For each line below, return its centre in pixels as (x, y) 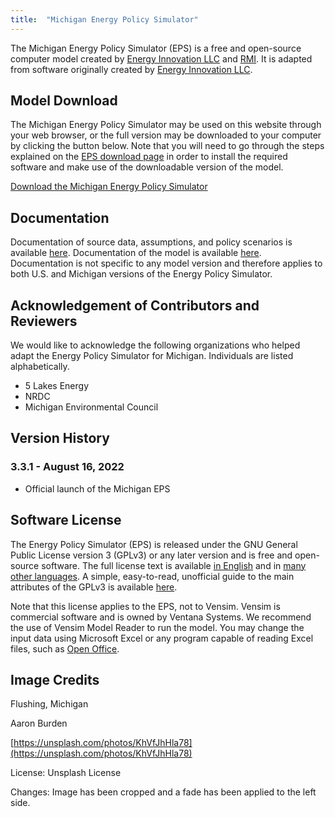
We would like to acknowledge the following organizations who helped (155, 345)
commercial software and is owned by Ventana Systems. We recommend (161, 617)
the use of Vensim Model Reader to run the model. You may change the (157, 627)
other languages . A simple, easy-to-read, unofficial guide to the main (152, 576)
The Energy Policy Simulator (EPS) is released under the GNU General (154, 544)
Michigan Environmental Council (91, 407)
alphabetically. (40, 367)
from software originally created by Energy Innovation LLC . (131, 69)
